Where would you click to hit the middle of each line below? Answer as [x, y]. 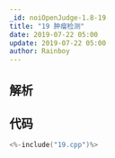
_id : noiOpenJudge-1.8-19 [57, 18]
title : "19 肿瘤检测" [47, 26]
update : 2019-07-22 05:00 [57, 43]
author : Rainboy [40, 51]
